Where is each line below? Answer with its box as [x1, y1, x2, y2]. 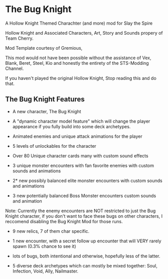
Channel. [5, 65, 24, 71]
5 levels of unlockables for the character [12, 143, 97, 149]
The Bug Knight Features [5, 95, 85, 104]
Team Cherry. [5, 35, 34, 41]
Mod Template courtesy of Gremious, [5, 45, 83, 51]
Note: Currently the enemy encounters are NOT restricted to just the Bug [5, 208, 156, 214]
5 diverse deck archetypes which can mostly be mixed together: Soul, [12, 262, 157, 268]
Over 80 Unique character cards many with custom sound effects [12, 152, 148, 159]
